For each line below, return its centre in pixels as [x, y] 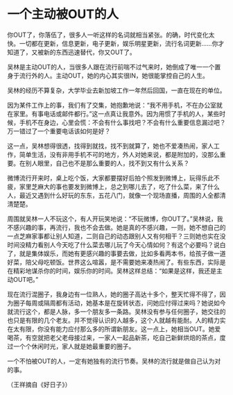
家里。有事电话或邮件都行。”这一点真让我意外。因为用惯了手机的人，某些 [116, 114]
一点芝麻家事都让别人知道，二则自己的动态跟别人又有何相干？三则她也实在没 [116, 236]
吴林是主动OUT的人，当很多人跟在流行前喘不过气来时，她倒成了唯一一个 [111, 67]
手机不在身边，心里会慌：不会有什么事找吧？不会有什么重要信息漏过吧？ [122, 122]
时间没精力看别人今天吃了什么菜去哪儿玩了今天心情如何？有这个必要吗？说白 [116, 244]
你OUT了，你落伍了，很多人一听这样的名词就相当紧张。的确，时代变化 [108, 35]
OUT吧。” [26, 279]
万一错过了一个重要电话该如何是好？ [59, 131]
